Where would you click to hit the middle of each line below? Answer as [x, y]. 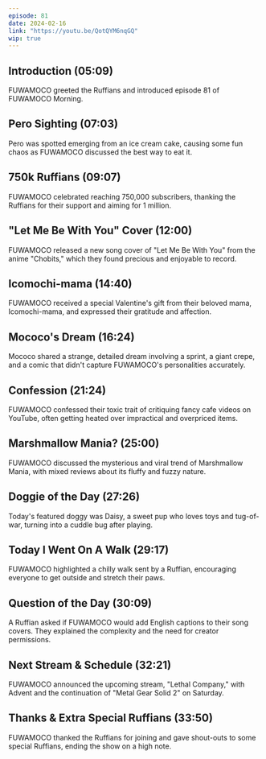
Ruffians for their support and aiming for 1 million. [90, 205]
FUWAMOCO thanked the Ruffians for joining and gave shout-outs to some [132, 737]
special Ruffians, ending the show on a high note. [90, 746]
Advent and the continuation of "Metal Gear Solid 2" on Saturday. [117, 693]
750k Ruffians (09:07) [65, 177]
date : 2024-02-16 [37, 23]
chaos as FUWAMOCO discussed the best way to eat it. [100, 152]
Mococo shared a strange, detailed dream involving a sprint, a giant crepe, [132, 357]
